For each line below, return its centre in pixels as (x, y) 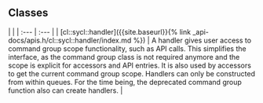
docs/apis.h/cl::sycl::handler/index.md (70, 40)
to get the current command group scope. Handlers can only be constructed (132, 73)
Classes (28, 13)
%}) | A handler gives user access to (192, 40)
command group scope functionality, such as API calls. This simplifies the (127, 48)
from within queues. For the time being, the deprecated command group (125, 82)
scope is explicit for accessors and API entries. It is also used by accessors (130, 65)
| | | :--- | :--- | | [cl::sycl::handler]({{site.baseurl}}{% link (99, 31)
